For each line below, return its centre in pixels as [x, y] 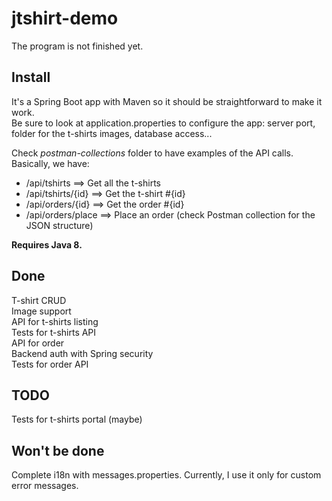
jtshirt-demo [65, 18]
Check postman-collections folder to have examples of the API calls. [152, 153]
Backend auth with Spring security [82, 353]
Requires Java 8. [47, 244]
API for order [38, 343]
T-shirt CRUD [39, 300]
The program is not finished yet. [77, 46]
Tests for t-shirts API [54, 332]
